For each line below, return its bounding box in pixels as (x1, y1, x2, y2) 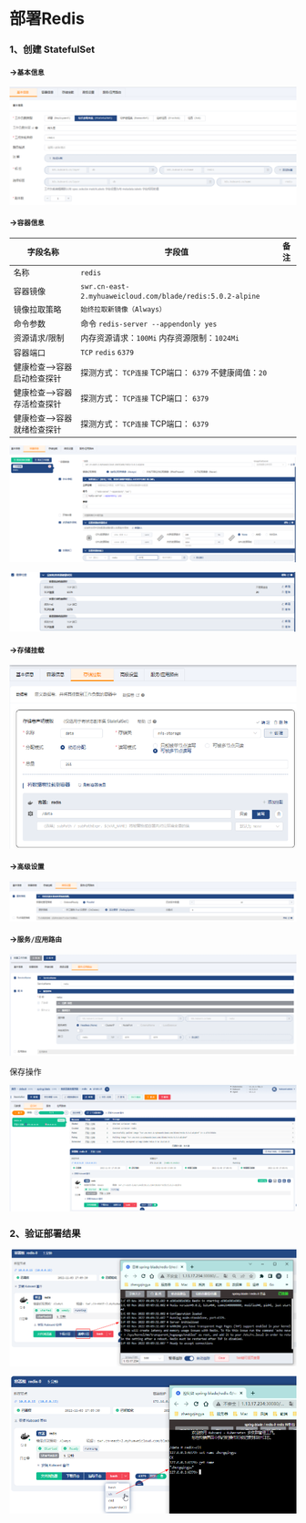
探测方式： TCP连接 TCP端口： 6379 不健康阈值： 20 (80, 366, 267, 378)
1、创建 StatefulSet (9, 43, 96, 56)
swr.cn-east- (80, 281, 130, 291)
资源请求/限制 (13, 332, 66, 343)
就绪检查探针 (13, 424, 62, 435)
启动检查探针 (13, 373, 62, 383)
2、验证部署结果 (9, 1227, 81, 1240)
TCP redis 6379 (80, 348, 135, 358)
